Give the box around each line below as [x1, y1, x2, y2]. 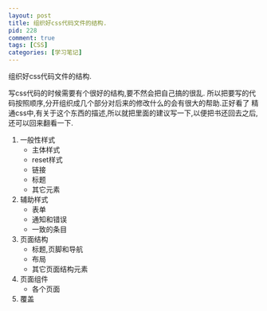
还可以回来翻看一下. [8, 119, 74, 127]
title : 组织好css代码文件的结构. [8, 19, 108, 27]
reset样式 [31, 155, 63, 164]
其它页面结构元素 [31, 264, 88, 274]
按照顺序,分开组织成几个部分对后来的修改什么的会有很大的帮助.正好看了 [14, 99, 250, 107]
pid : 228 [8, 26, 37, 34]
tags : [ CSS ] [8, 41, 48, 49]
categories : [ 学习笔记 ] [8, 49, 82, 56]
